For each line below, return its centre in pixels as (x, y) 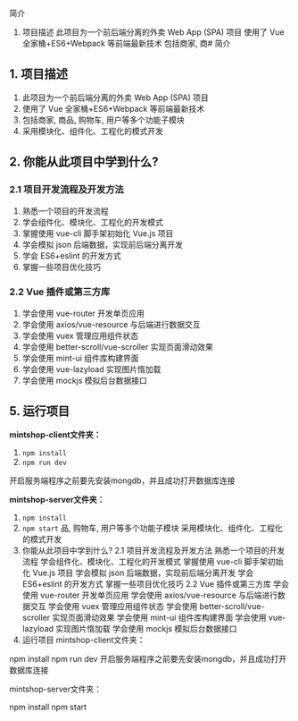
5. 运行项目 (39, 411)
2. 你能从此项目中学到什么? (84, 162)
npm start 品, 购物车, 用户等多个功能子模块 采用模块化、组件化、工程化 (153, 528)
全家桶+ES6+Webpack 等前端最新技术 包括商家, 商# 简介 (126, 43)
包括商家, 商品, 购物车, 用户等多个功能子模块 (103, 120)
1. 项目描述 (39, 74)
